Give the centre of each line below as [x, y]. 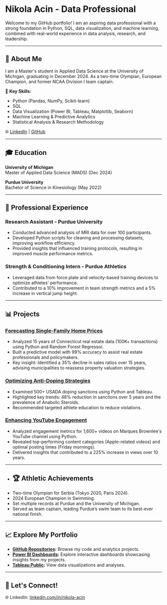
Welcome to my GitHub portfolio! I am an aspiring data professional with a [81, 23]
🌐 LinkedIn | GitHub [25, 131]
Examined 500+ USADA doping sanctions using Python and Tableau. [83, 391]
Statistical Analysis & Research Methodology [58, 122]
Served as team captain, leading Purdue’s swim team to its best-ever [83, 509]
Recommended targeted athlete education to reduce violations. [77, 407]
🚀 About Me [24, 59]
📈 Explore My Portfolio [42, 535]
